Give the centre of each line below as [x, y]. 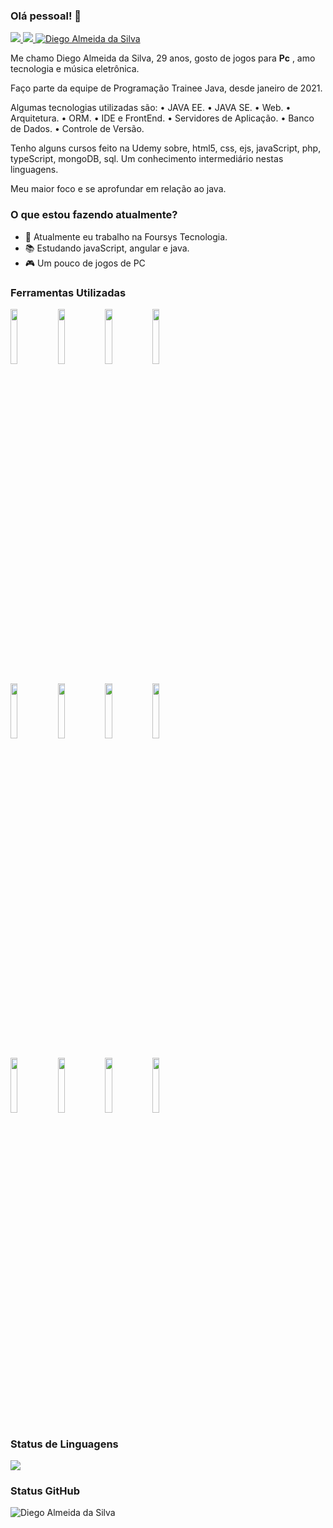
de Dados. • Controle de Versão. [77, 129]
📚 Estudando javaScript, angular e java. [107, 248]
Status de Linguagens [64, 1444]
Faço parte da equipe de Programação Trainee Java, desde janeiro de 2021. [166, 88]
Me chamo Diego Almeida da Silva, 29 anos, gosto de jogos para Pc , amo [163, 58]
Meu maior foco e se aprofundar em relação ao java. [118, 189]
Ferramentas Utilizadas [68, 292]
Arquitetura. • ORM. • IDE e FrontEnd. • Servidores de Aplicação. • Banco [162, 118]
